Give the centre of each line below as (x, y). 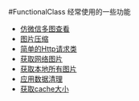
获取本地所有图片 (48, 69)
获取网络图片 (41, 59)
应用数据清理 (41, 79)
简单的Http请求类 (49, 49)
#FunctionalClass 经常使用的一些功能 (69, 12)
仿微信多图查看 (45, 29)
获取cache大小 (45, 89)
